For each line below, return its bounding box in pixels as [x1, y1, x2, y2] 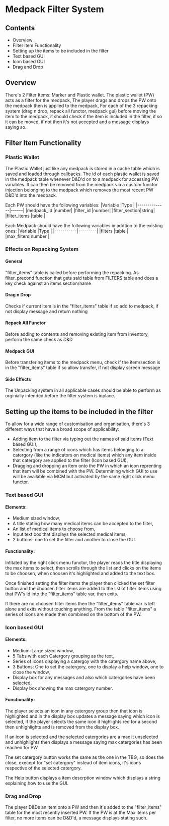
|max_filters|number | [5, 233, 50, 239]
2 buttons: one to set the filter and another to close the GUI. [12, 537, 136, 543]
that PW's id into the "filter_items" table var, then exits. [5, 591, 118, 597]
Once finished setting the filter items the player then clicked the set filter [5, 580, 155, 586]
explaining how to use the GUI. [5, 780, 69, 786]
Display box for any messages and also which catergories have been [12, 674, 155, 680]
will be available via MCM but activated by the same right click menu [12, 474, 155, 480]
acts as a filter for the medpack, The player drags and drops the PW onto [5, 97, 157, 103]
